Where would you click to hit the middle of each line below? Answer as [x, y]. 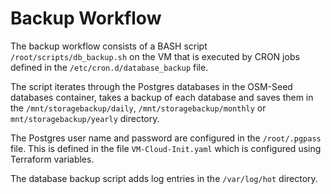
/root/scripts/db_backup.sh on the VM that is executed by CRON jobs [155, 56]
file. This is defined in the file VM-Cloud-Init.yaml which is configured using [166, 148]
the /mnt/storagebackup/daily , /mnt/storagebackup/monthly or [138, 108]
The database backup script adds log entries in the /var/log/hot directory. [164, 178]
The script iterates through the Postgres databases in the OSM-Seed [151, 86]
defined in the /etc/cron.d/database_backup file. [109, 67]
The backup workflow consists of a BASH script [109, 46]
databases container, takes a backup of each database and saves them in [162, 97]
